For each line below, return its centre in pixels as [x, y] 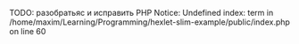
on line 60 [28, 31]
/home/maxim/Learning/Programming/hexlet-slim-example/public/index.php [149, 22]
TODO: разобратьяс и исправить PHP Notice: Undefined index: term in [141, 13]
